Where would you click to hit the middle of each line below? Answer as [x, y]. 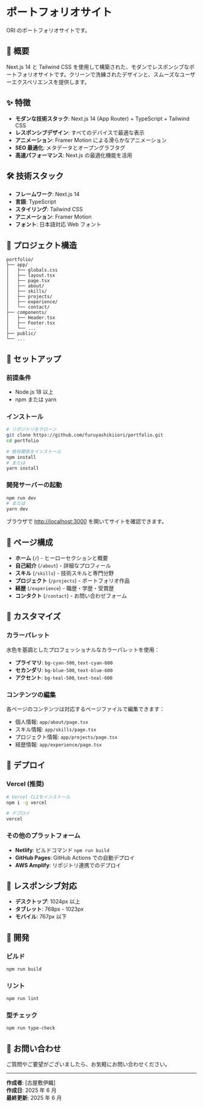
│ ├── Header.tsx [31, 318]
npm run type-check [31, 1028]
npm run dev [21, 498]
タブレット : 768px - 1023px [49, 909]
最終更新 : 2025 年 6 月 [34, 1098]
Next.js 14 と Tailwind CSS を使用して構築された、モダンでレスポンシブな [98, 66]
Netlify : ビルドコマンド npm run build [62, 850]
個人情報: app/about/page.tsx [52, 722]
